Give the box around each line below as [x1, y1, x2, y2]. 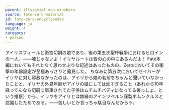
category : [5, 30, 26, 35]
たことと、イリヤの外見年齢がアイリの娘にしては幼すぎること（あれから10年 [5, 80, 163, 86]
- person [5, 35, 24, 40]
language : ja [5, 21, 33, 26]
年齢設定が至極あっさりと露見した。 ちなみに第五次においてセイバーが [14, 68, 161, 74]
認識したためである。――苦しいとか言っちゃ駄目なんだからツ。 [5, 99, 137, 105]
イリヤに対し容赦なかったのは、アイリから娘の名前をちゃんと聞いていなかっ [5, 74, 163, 80]
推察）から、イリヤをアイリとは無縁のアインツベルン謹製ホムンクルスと [14, 93, 163, 99]
